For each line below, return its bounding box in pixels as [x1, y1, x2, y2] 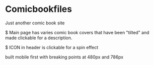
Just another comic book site [5, 20, 65, 26]
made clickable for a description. [5, 35, 73, 41]
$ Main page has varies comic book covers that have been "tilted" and [5, 29, 150, 35]
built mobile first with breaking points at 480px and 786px [5, 54, 124, 60]
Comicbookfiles [5, 3, 72, 15]
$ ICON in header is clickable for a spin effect [5, 44, 98, 50]
